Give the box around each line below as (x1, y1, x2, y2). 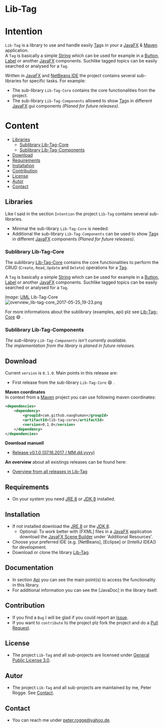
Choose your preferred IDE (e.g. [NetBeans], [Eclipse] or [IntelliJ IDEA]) (12, 539, 157, 545)
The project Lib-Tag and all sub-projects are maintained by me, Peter (12, 685, 152, 691)
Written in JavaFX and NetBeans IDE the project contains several (5, 73, 136, 79)
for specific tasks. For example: (22, 78, 86, 84)
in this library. (12, 582, 40, 588)
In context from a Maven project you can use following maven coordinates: (5, 394, 156, 400)
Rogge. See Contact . (12, 690, 54, 696)
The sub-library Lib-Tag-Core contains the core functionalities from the (12, 87, 156, 93)
